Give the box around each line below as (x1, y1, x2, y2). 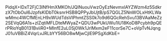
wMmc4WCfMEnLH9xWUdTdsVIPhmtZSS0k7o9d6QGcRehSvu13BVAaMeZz (5, 15, 162, 20)
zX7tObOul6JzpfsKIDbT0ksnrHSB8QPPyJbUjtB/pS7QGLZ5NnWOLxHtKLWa (5, 9, 161, 15)
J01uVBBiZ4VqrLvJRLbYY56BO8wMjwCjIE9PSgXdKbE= (5, 31, 120, 36)
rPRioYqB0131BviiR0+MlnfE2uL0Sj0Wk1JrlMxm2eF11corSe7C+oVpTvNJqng (5, 25, 161, 31)
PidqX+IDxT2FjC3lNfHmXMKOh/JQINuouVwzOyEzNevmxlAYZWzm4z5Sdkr (5, 4, 162, 10)
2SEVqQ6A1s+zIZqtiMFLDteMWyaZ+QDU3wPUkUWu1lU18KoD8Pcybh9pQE (5, 20, 162, 26)
